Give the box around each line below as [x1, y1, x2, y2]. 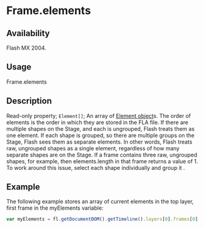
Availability [6, 28, 50, 39]
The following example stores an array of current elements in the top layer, [6, 198, 194, 205]
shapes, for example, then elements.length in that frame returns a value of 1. [6, 157, 199, 165]
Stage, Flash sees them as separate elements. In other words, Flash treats [6, 138, 192, 145]
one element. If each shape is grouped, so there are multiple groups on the [6, 131, 195, 139]
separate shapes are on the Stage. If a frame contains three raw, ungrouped [6, 151, 197, 158]
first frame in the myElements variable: [6, 204, 104, 211]
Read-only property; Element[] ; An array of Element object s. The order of [6, 112, 191, 119]
